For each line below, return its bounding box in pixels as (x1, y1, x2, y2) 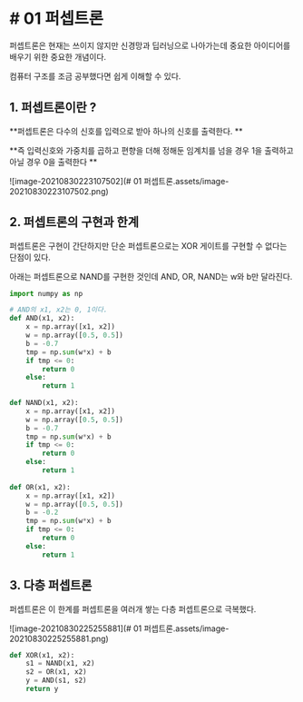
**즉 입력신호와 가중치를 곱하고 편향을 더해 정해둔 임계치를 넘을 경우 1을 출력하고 (9, 144, 294, 155)
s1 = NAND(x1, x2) (25, 659, 95, 668)
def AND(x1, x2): (9, 314, 75, 323)
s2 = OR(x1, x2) (25, 667, 88, 677)
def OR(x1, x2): (9, 482, 71, 491)
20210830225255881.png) (9, 633, 109, 644)
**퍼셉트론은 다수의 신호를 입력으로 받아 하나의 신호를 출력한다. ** (9, 125, 243, 136)
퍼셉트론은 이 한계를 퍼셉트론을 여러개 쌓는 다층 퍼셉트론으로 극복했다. (9, 603, 257, 614)
